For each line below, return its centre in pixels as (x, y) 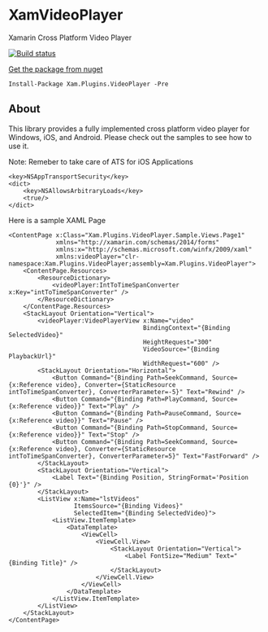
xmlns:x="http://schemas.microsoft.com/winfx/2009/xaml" (154, 249)
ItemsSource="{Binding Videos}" (128, 506)
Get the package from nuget (56, 69)
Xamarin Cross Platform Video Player (70, 37)
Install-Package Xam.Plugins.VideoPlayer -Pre (89, 84)
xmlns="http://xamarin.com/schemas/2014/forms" (138, 242)
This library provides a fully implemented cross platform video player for (129, 129)
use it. (19, 146)
